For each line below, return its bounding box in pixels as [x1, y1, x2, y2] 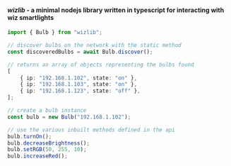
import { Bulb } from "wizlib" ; [7, 29, 102, 36]
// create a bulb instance [7, 107, 87, 114]
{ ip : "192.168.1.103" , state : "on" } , [20, 81, 138, 88]
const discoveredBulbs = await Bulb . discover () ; [7, 48, 153, 55]
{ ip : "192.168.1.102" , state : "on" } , [20, 74, 138, 82]
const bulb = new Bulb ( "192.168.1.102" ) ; [7, 114, 131, 121]
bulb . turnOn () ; [7, 133, 52, 140]
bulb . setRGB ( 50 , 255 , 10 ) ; [7, 146, 87, 153]
